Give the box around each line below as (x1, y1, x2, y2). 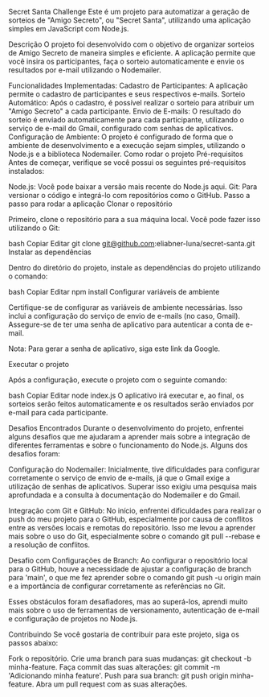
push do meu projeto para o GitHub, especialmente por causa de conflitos (8, 514, 254, 524)
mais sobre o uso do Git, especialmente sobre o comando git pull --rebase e (8, 531, 261, 541)
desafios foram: (8, 449, 60, 458)
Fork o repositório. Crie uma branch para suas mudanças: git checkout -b (8, 654, 251, 663)
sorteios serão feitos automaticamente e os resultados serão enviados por (8, 399, 255, 409)
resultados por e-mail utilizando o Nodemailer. (8, 65, 162, 75)
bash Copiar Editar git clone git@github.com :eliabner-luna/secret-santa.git (8, 239, 255, 248)
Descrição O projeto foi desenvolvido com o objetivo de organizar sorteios (8, 39, 255, 49)
